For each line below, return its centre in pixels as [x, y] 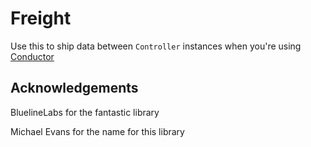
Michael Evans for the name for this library [97, 131]
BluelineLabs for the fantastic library [85, 112]
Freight [41, 18]
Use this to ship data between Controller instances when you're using [156, 46]
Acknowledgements [74, 88]
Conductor [32, 56]
